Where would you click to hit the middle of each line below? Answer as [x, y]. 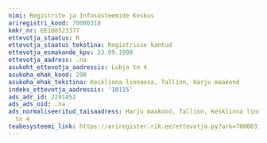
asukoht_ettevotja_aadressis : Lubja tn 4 [78, 68]
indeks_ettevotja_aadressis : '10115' [71, 89]
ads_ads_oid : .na [37, 104]
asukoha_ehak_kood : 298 [48, 75]
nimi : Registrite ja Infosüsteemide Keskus [81, 15]
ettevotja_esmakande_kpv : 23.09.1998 [71, 52]
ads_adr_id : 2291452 [43, 97]
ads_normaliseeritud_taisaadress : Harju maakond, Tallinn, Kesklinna [126, 112]
